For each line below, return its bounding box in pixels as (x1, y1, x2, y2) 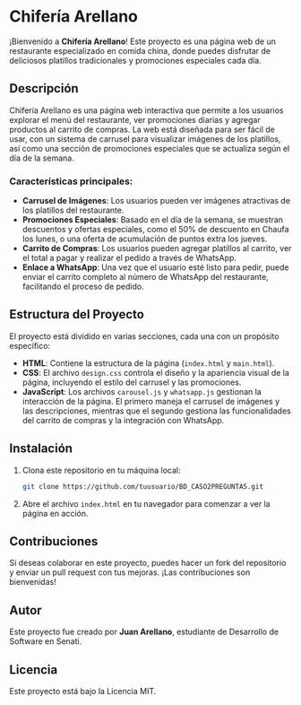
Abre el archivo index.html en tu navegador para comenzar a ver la (21, 498, 271, 509)
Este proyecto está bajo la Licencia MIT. (9, 685, 157, 696)
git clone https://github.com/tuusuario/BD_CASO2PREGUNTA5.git (21, 482, 264, 491)
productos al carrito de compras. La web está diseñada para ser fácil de (9, 124, 275, 135)
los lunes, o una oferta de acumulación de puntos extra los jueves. (21, 233, 268, 244)
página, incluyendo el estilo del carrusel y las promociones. (21, 377, 242, 387)
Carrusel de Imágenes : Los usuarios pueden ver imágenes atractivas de (21, 196, 291, 206)
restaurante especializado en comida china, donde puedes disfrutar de (9, 45, 271, 56)
